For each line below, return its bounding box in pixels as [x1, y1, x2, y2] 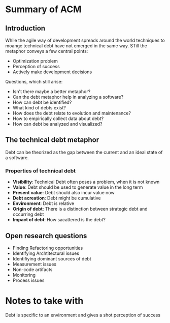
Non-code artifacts [12, 266, 53, 273]
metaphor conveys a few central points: [5, 48, 88, 54]
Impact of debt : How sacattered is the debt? [12, 217, 106, 223]
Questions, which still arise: [5, 79, 63, 84]
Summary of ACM [5, 4, 82, 15]
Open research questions [5, 231, 87, 240]
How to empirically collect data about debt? [12, 115, 104, 122]
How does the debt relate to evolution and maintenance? [12, 110, 131, 116]
